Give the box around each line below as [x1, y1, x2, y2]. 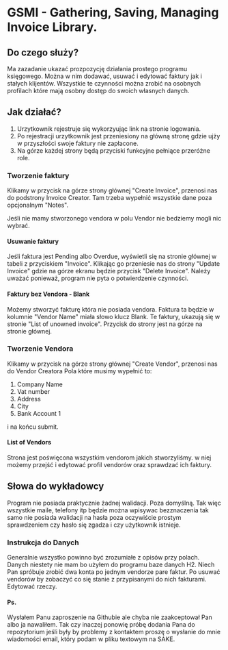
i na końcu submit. [7, 423, 59, 431]
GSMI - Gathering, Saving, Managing [7, 5, 219, 21]
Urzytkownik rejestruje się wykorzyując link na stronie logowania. [16, 125, 201, 133]
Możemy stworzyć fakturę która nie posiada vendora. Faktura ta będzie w [7, 305, 214, 313]
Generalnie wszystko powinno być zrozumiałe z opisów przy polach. [7, 553, 200, 562]
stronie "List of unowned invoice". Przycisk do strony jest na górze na [7, 320, 203, 328]
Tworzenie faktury [7, 171, 70, 180]
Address [16, 395, 41, 403]
